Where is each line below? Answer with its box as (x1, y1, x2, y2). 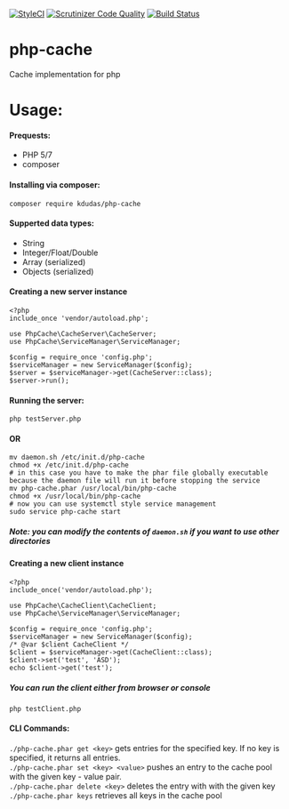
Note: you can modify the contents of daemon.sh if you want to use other (9, 525, 280, 537)
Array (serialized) (21, 256, 86, 267)
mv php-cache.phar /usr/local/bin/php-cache (9, 485, 177, 493)
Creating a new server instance (9, 286, 128, 297)
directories (9, 535, 51, 546)
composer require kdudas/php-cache (9, 199, 141, 208)
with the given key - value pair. (9, 772, 122, 782)
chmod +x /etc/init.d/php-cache (9, 461, 129, 470)
